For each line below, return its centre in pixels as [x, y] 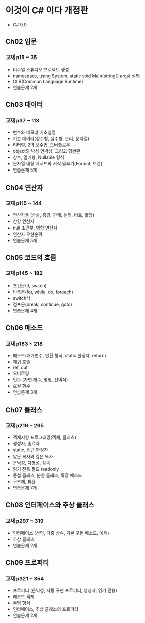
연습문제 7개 [25, 488]
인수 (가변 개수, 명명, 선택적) [40, 380]
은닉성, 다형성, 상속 [31, 463]
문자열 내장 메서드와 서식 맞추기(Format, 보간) [57, 164]
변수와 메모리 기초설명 [34, 132]
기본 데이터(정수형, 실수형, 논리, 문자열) [51, 139]
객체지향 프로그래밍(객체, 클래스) [44, 437]
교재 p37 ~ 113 [22, 120]
